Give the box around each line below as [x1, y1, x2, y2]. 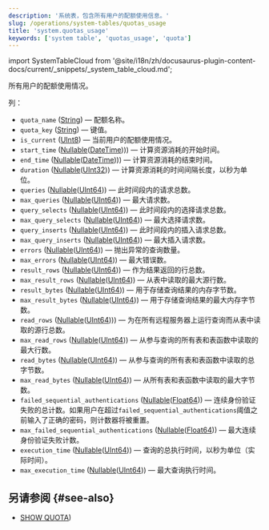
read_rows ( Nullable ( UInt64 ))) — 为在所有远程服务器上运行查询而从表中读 [19, 315, 261, 325]
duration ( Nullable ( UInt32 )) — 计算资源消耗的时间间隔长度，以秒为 [19, 165, 241, 175]
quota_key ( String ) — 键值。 [19, 125, 112, 135]
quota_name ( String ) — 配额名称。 [19, 115, 130, 125]
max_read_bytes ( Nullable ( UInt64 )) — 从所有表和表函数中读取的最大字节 [19, 375, 255, 385]
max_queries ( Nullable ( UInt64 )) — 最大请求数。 [19, 195, 175, 205]
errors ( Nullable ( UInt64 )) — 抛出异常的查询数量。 [19, 245, 185, 255]
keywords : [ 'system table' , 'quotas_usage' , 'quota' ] [8, 34, 192, 42]
